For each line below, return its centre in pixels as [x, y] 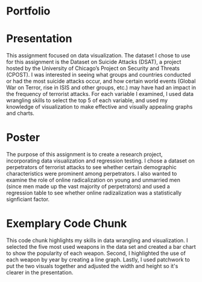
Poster [23, 138]
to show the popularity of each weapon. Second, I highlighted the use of [96, 253]
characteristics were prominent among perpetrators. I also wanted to [92, 174]
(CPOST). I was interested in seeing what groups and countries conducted [99, 75]
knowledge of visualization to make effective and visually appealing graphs [99, 107]
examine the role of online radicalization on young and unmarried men [93, 180]
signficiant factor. [28, 199]
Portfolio [28, 11]
